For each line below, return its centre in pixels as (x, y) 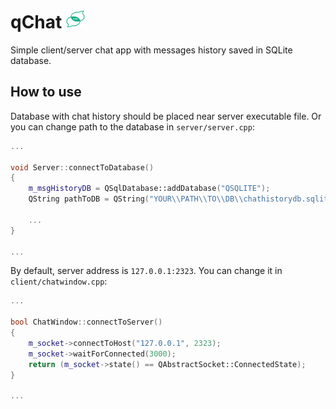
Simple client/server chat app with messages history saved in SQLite (151, 50)
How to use (46, 92)
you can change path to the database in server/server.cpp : (132, 126)
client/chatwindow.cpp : (59, 281)
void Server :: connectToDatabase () (82, 167)
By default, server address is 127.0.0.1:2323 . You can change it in (146, 271)
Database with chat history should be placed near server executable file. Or (166, 116)
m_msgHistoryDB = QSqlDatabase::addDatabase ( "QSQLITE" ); (149, 189)
